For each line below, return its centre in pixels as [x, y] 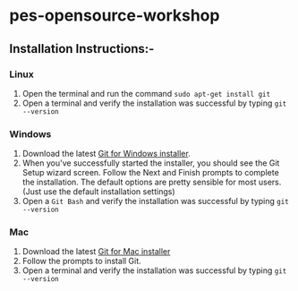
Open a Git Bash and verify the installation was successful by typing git [155, 201]
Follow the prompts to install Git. [81, 261]
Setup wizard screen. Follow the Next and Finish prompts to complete [150, 173]
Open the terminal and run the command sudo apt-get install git [146, 93]
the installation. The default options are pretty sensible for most [139, 182]
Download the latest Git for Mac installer [96, 252]
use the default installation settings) [109, 192]
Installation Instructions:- [82, 49]
